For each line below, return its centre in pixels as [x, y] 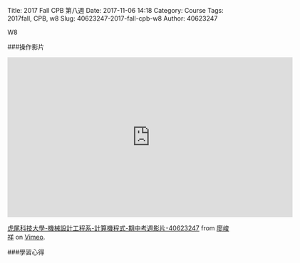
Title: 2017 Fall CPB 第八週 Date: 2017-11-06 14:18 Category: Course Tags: [116, 10]
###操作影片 [26, 47]
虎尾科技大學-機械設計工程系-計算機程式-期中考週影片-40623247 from [111, 228]
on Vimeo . [30, 237]
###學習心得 [26, 252]
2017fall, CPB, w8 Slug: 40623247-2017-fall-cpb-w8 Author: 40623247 [113, 18]
